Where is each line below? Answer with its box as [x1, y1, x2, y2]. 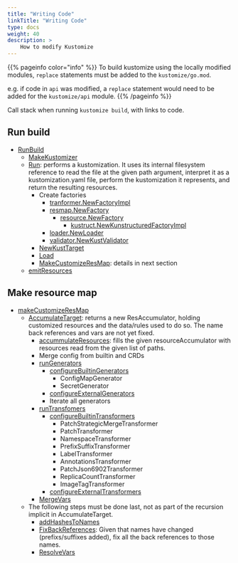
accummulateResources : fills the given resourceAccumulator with [38, 336, 231, 344]
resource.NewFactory [60, 213, 124, 221]
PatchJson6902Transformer [60, 464, 144, 473]
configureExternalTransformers [49, 487, 142, 495]
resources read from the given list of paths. [38, 343, 166, 352]
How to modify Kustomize [20, 43, 94, 51]
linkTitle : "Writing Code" [7, 17, 87, 24]
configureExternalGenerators [49, 389, 135, 397]
